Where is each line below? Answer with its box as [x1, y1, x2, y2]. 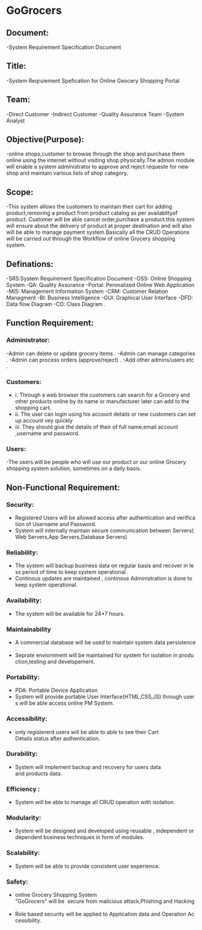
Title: [6, 61, 26, 71]
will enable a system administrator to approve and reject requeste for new [6, 163, 189, 171]
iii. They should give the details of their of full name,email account [14, 423, 179, 431]
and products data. [14, 770, 63, 777]
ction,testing [14, 658, 46, 665]
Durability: [6, 750, 38, 758]
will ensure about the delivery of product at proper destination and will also [6, 222, 192, 230]
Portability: [6, 673, 40, 681]
